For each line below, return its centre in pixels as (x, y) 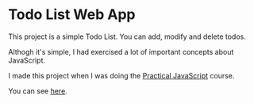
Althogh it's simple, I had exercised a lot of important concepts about (121, 51)
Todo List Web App (72, 15)
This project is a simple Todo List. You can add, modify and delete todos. (127, 36)
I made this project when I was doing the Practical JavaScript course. (121, 75)
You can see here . (38, 91)
